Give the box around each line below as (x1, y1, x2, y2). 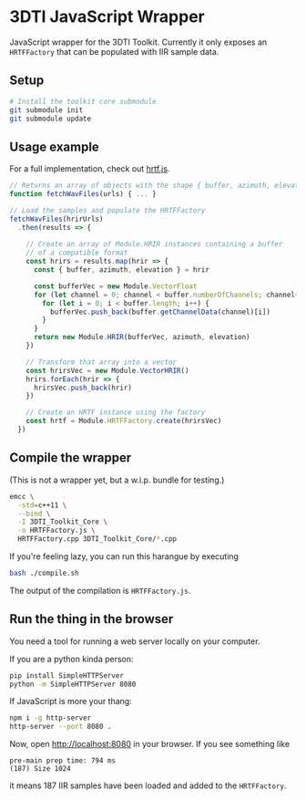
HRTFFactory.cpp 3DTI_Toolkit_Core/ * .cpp (17, 535, 178, 544)
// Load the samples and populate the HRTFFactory (9, 205, 206, 215)
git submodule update (9, 114, 92, 123)
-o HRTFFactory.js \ (17, 526, 96, 535)
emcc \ (9, 492, 35, 501)
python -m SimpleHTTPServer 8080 (9, 680, 137, 689)
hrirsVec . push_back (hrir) (33, 383, 132, 392)
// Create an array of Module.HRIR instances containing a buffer (25, 240, 283, 249)
